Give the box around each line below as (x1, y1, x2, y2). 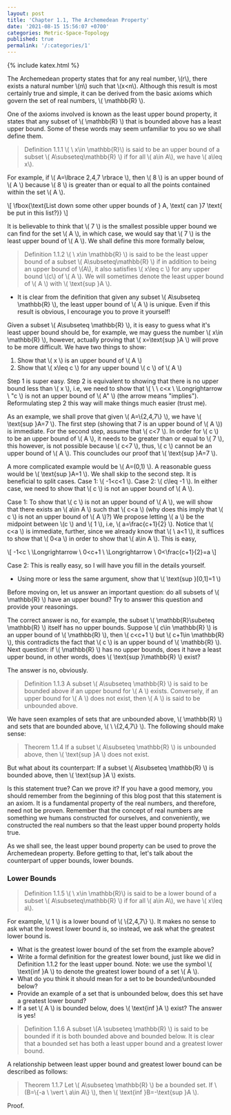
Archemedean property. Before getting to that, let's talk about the (7, 849, 193, 857)
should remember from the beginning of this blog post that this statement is (7, 792, 222, 799)
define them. (7, 132, 43, 140)
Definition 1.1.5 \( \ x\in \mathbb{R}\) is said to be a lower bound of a (23, 889, 217, 898)
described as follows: (7, 1067, 68, 1076)
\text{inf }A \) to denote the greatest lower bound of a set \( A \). (17, 967, 200, 976)
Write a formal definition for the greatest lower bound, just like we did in (17, 953, 221, 961)
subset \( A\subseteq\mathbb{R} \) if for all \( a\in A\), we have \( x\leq (23, 897, 223, 905)
